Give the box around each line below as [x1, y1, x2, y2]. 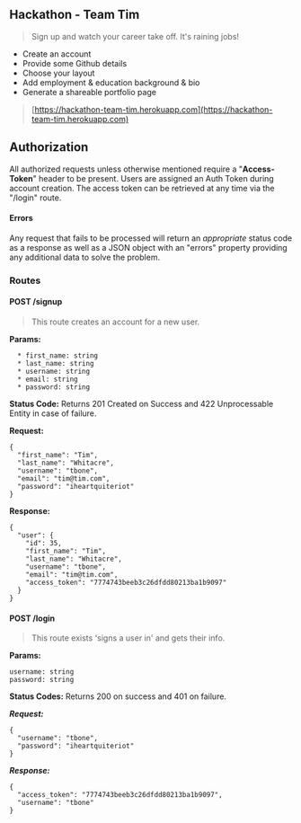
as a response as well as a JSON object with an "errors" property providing [9, 242, 288, 252]
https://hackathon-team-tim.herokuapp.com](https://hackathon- [34, 103, 273, 115]
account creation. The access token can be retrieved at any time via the [9, 182, 275, 193]
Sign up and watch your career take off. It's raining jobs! [31, 31, 240, 41]
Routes [9, 274, 41, 287]
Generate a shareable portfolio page [22, 86, 157, 97]
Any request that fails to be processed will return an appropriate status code [9, 233, 293, 243]
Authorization [9, 139, 89, 155]
